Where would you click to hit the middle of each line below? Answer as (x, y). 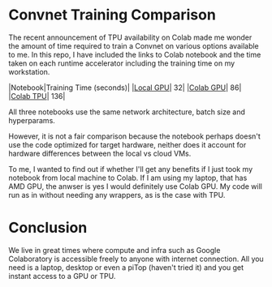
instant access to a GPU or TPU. (62, 276)
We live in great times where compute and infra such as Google (114, 250)
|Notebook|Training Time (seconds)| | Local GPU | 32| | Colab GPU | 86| (125, 88)
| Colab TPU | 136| (37, 96)
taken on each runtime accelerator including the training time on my (122, 63)
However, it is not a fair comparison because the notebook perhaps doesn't (135, 136)
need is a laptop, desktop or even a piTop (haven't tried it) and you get (126, 267)
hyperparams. (32, 120)
